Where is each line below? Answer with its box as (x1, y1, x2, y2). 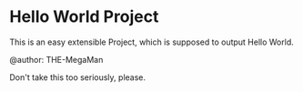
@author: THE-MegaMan (9, 54, 104, 65)
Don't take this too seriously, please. (9, 71, 146, 83)
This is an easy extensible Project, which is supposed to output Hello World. (9, 36, 294, 47)
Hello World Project (9, 6, 159, 27)
